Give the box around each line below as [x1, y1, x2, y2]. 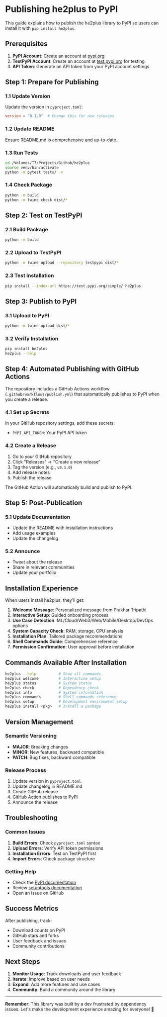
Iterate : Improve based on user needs [12, 976, 90, 982]
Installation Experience [5, 584, 79, 592]
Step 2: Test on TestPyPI [5, 211, 83, 219]
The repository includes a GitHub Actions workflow [5, 385, 110, 391]
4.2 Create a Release [5, 442, 56, 449]
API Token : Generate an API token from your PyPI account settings [12, 63, 150, 69]
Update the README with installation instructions [12, 525, 113, 531]
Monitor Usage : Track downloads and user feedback [12, 971, 121, 977]
